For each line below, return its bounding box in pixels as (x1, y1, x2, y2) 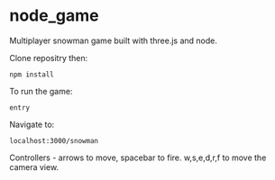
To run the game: (9, 85, 73, 96)
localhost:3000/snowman (9, 136, 99, 145)
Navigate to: (9, 119, 55, 130)
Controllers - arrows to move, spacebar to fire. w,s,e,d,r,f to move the (9, 152, 267, 163)
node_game (9, 5, 99, 26)
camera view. (9, 161, 60, 172)
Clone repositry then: (9, 52, 88, 63)
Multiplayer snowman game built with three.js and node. (9, 35, 218, 46)
